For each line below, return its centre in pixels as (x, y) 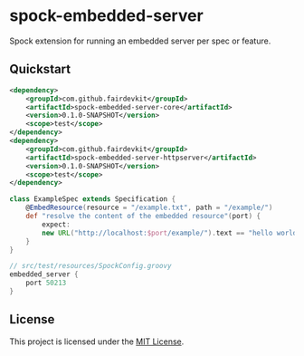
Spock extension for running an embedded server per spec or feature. (140, 41)
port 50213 (46, 283)
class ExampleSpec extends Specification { (93, 199)
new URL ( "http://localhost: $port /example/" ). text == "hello (157, 233)
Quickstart (40, 69)
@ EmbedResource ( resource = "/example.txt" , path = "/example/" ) (149, 208)
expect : (56, 224)
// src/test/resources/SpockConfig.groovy (90, 266)
